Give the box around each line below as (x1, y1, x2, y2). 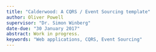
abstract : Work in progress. (6, 31, 80, 37)
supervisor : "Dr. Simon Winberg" (6, 20, 91, 26)
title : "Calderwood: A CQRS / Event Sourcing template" (6, 8, 151, 15)
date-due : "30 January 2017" (6, 25, 80, 32)
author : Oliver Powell (6, 14, 64, 20)
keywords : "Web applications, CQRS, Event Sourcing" (6, 36, 143, 42)
